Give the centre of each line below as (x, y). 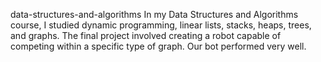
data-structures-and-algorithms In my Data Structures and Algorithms (154, 14)
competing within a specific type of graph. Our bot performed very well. (158, 46)
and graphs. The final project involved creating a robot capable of (146, 35)
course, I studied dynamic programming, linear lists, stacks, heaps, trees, (161, 25)
